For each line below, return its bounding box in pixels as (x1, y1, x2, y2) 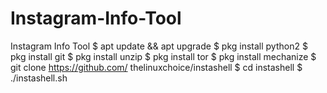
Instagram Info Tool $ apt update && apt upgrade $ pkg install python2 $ (10, 40, 308, 52)
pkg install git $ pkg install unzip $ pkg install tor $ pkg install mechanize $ (10, 50, 317, 62)
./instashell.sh (10, 72, 68, 84)
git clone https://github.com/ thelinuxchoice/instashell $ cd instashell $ (10, 61, 303, 73)
